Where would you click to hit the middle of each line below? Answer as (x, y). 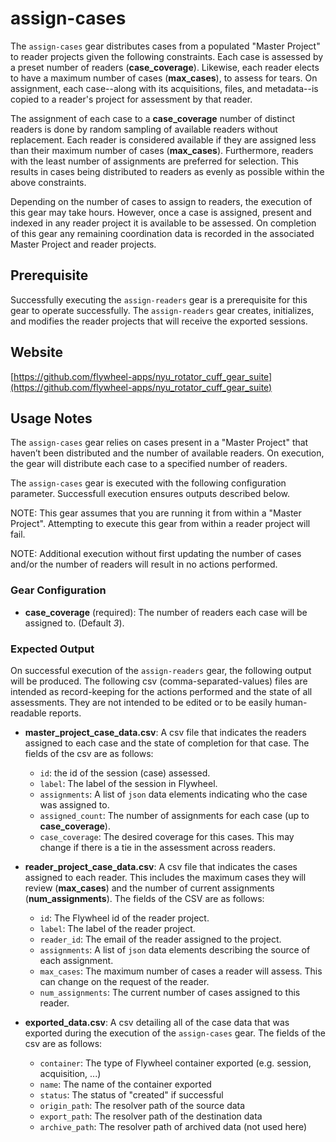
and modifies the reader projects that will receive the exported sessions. (159, 321)
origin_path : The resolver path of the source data (142, 1105)
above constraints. (48, 182)
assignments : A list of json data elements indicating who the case (173, 794)
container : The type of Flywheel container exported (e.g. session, (175, 1063)
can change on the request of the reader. (124, 981)
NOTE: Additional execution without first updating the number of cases (156, 554)
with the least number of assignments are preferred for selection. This (154, 161)
